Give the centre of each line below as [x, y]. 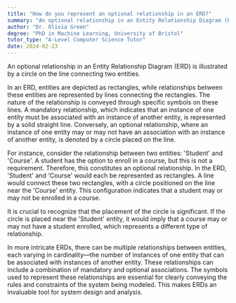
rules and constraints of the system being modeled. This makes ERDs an [112, 284]
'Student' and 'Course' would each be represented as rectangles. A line [111, 175]
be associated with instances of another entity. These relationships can [111, 262]
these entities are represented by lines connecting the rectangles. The [109, 95]
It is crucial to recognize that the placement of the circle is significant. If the [117, 211]
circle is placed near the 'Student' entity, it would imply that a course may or [117, 219]
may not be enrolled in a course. [54, 198]
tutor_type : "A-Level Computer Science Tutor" [77, 40]
